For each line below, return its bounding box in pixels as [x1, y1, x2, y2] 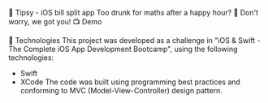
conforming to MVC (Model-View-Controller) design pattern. [19, 86, 223, 95]
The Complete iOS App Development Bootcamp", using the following [8, 45, 238, 54]
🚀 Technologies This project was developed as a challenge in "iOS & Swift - [8, 36, 262, 45]
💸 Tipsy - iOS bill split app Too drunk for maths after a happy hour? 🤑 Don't [8, 8, 258, 17]
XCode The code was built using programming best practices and [19, 77, 241, 87]
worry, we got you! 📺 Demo [8, 17, 102, 26]
